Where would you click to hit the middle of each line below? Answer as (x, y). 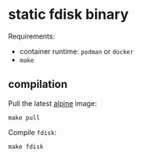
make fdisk (26, 147)
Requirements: (31, 36)
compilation (38, 84)
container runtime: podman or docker (76, 51)
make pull (24, 118)
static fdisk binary (69, 15)
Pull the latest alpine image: (53, 103)
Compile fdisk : (33, 132)
